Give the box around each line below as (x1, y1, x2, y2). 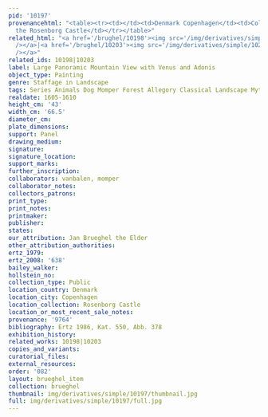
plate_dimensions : (8, 123, 69, 131)
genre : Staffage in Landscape (8, 78, 109, 86)
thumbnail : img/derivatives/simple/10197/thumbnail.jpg (8, 390, 198, 398)
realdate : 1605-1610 (8, 93, 77, 101)
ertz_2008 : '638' (8, 256, 66, 264)
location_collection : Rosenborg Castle (8, 301, 141, 309)
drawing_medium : (8, 137, 62, 146)
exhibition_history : (8, 330, 77, 339)
